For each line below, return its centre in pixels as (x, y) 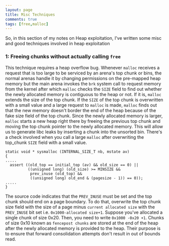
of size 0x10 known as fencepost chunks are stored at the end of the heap (82, 223)
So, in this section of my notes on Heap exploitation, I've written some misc (83, 38)
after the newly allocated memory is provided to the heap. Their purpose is (83, 228)
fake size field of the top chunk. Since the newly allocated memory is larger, (84, 116)
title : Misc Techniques (30, 15)
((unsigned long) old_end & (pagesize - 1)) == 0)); (87, 178)
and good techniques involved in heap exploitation (58, 44)
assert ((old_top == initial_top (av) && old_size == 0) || (74, 165)
